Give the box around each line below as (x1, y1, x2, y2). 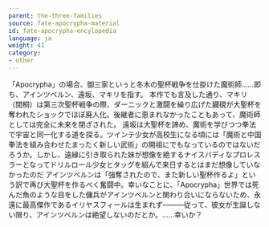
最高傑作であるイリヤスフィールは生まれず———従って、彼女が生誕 (22, 200, 247, 209)
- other (8, 57, 35, 65)
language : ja (8, 34, 52, 43)
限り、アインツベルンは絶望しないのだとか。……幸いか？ (14, 209, 203, 219)
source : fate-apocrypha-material (8, 19, 120, 27)
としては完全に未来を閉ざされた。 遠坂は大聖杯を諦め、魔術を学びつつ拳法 (8, 120, 257, 129)
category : (8, 49, 42, 57)
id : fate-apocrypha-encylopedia (8, 26, 116, 34)
